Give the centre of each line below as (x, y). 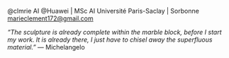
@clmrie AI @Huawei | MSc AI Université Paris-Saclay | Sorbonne (104, 11)
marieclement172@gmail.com (50, 18)
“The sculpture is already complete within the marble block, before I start (114, 32)
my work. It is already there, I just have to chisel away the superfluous (110, 40)
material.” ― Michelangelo (46, 47)
